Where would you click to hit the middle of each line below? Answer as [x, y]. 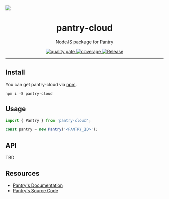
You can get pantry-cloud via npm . [41, 84]
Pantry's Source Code [35, 190]
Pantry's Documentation [37, 185]
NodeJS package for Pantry [84, 42]
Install [15, 72]
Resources [22, 173]
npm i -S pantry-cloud [29, 93]
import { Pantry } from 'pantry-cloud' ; [48, 120]
